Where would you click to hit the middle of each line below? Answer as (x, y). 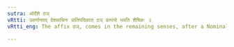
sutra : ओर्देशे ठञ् (29, 13)
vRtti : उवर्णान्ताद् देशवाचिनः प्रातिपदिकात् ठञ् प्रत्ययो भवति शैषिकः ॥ (79, 20)
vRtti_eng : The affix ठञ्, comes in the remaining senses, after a (106, 26)
